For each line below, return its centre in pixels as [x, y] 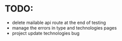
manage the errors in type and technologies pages [64, 27]
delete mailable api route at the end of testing [59, 22]
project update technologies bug [46, 33]
